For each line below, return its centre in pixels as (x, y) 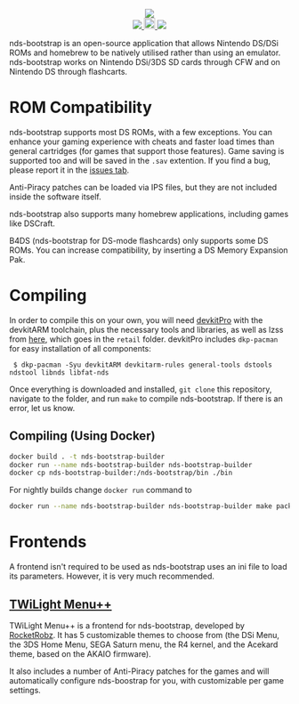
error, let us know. (42, 408)
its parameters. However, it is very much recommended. (112, 576)
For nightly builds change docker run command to (101, 490)
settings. (25, 690)
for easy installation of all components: (80, 348)
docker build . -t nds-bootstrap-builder (87, 457)
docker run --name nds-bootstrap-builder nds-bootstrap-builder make (141, 506)
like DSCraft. (32, 223)
